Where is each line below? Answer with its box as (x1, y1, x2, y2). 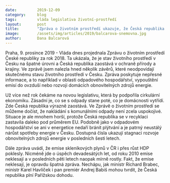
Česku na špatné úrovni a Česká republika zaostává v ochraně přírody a (5, 60, 156, 67)
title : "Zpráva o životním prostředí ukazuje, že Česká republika (5, 26, 165, 32)
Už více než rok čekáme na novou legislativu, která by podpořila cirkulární (5, 92, 160, 98)
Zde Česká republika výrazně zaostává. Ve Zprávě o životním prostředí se (5, 103, 160, 109)
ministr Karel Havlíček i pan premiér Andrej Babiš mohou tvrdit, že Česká (5, 166, 157, 173)
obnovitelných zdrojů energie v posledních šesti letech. (5, 135, 121, 141)
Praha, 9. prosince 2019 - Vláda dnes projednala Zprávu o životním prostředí (5, 49, 165, 56)
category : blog (5, 12, 47, 17)
